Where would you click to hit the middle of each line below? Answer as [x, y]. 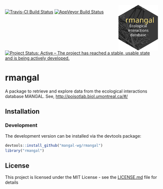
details [12, 182]
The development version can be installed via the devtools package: [73, 136]
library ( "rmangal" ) [25, 150]
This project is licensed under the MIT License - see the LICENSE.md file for [81, 177]
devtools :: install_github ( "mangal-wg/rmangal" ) [54, 145]
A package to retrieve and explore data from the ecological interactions [76, 91]
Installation [22, 112]
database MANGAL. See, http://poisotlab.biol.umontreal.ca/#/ [66, 96]
